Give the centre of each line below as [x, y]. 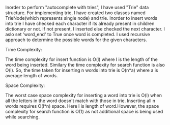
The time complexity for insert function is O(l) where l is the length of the [81, 59]
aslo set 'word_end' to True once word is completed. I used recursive [78, 34]
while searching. [22, 117]
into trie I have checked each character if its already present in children [80, 23]
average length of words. [32, 75]
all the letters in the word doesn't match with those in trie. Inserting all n [80, 101]
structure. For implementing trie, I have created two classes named [76, 13]
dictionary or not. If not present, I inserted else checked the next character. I [85, 29]
